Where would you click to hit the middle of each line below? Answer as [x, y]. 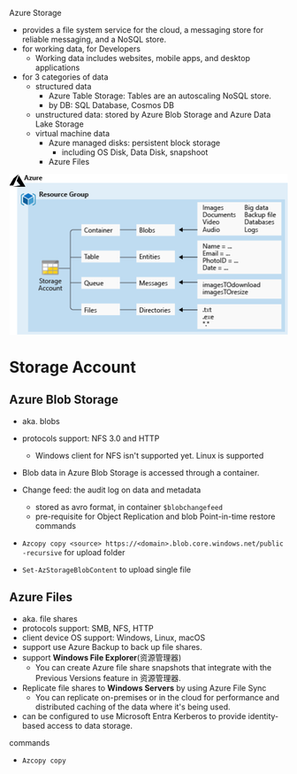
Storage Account [73, 368]
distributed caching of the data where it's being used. [133, 707]
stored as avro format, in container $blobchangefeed [129, 507]
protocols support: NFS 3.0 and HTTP [91, 438]
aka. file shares [49, 618]
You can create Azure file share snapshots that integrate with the [153, 667]
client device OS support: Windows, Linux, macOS [114, 638]
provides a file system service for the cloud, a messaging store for [142, 30]
